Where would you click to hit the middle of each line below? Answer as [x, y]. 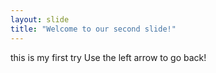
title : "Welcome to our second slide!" [93, 29]
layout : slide [40, 19]
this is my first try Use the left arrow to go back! [108, 57]
